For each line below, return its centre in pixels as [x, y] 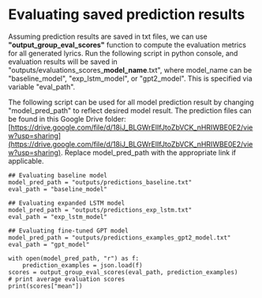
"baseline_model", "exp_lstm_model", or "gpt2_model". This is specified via [130, 78]
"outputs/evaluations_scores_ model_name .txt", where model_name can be [130, 70]
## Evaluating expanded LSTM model [67, 203]
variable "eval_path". [42, 87]
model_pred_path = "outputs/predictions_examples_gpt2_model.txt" [120, 238]
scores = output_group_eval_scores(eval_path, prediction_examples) [123, 272]
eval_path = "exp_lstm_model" [58, 217]
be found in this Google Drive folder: [67, 119]
